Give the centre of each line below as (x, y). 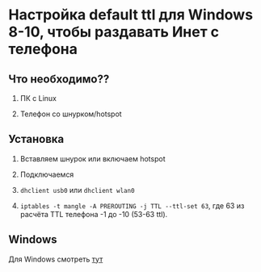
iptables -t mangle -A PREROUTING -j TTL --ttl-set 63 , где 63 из (132, 205)
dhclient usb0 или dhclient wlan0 (77, 190)
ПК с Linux (38, 98)
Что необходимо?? (59, 79)
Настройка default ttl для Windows (130, 15)
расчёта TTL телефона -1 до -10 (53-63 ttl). (94, 214)
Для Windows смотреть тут (56, 259)
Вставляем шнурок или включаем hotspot (93, 158)
